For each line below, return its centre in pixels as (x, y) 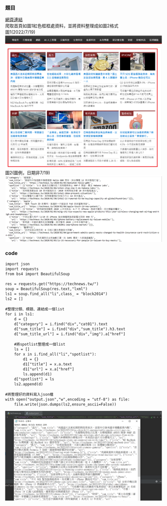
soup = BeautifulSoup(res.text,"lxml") (46, 289)
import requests (22, 269)
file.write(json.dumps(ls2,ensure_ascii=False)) (65, 404)
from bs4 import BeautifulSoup (38, 274)
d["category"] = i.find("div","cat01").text (61, 324)
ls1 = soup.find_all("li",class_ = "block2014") (56, 294)
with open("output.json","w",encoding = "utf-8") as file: (68, 399)
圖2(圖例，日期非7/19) (28, 172)
